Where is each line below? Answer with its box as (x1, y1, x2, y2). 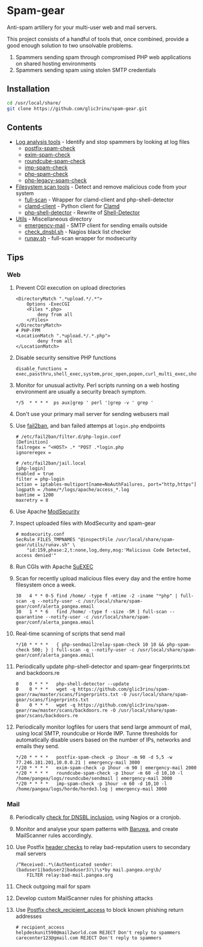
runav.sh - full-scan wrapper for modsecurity (24, 235, 137, 242)
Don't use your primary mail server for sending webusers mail (15, 411, 169, 417)
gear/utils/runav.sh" (15, 542, 70, 548)
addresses (15, 913, 42, 920)
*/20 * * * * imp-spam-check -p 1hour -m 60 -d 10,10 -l (15, 781, 167, 787)
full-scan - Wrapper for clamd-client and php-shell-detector (24, 196, 174, 203)
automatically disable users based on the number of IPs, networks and (15, 736, 191, 743)
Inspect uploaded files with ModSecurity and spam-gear (15, 519, 156, 527)
